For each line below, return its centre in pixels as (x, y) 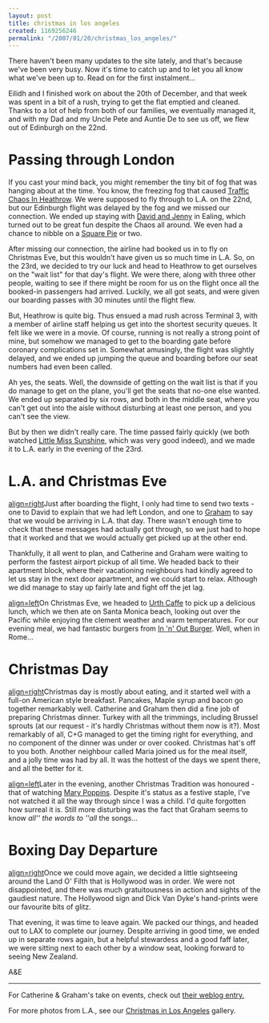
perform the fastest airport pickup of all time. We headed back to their (124, 562)
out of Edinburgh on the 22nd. (58, 128)
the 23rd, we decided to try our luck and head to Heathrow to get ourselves (133, 266)
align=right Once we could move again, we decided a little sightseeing (123, 873)
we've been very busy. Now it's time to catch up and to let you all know (126, 70)
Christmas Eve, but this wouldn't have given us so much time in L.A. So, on (131, 258)
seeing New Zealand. (43, 956)
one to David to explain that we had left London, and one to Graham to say (131, 512)
